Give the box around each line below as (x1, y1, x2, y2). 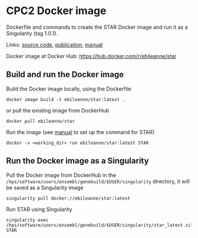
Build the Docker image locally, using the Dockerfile (6, 85, 131, 92)
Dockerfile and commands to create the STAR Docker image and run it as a (6, 24, 188, 31)
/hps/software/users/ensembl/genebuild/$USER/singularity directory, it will (6, 177, 190, 185)
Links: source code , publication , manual (6, 41, 103, 48)
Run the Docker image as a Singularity (6, 156, 149, 166)
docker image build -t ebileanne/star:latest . (6, 96, 126, 102)
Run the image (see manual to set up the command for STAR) (6, 128, 155, 136)
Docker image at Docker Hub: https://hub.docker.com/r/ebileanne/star (6, 52, 177, 59)
